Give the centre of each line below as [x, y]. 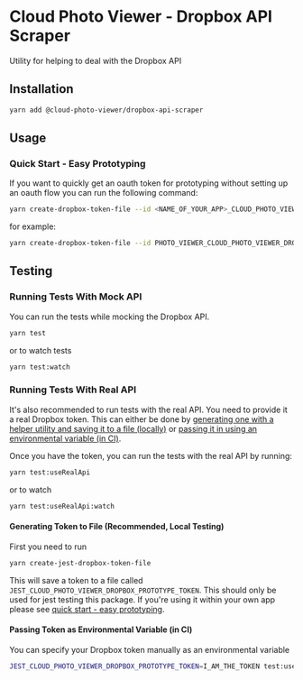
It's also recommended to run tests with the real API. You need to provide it [149, 409]
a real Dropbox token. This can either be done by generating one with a [142, 419]
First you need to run [48, 547]
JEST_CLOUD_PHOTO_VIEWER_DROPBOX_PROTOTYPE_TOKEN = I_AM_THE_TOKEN [134, 666]
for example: [33, 226]
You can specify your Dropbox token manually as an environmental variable [150, 649]
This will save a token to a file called [76, 580]
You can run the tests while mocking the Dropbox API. [110, 317]
